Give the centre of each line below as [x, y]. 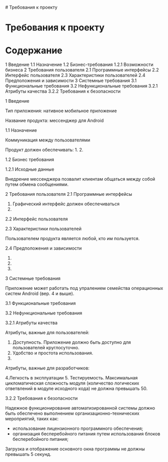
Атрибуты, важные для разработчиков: [47, 368]
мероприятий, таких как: [32, 419]
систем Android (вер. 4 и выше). [40, 293]
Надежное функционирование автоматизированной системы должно [80, 408]
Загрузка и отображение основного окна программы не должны [75, 449]
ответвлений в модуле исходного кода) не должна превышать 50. [76, 389]
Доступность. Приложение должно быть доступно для [72, 342]
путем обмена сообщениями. [37, 184]
